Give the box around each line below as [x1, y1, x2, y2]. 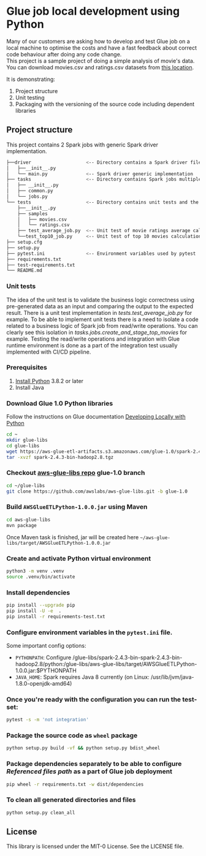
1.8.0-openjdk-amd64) [15, 680, 72, 687]
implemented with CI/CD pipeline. [6, 348, 91, 355]
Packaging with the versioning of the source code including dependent [15, 100, 195, 108]
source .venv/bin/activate [6, 574, 75, 580]
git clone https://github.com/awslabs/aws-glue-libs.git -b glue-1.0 [6, 488, 188, 494]
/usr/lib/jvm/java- [150, 673, 194, 681]
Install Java [15, 384, 44, 391]
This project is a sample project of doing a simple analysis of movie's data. [6, 57, 195, 64]
